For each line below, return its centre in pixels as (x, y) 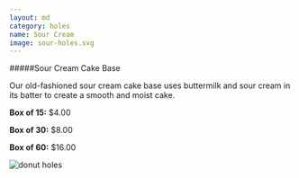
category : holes (40, 26)
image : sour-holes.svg (52, 43)
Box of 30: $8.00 (41, 130)
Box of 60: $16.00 (43, 147)
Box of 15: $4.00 (40, 112)
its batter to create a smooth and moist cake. (92, 95)
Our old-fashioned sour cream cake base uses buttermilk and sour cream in (150, 85)
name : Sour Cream (42, 34)
